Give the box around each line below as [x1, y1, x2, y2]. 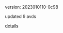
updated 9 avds [5, 14, 36, 19]
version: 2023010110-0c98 [5, 4, 59, 10]
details [5, 23, 18, 29]
